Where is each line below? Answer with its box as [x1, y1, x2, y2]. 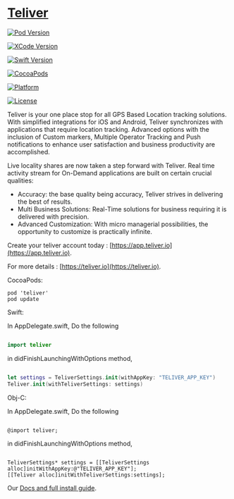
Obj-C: [7, 393, 27, 402]
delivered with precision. [17, 212, 90, 221]
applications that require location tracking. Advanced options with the [7, 125, 210, 133]
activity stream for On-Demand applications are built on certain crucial [7, 168, 212, 177]
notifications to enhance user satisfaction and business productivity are [7, 140, 216, 149]
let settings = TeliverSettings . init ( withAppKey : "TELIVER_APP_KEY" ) [7, 374, 216, 381]
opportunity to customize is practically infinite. [17, 227, 153, 235]
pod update [7, 295, 39, 302]
